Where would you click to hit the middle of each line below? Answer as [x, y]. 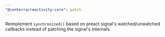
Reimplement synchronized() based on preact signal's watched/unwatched [83, 24]
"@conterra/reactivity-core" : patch [43, 10]
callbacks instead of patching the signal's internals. [58, 29]
